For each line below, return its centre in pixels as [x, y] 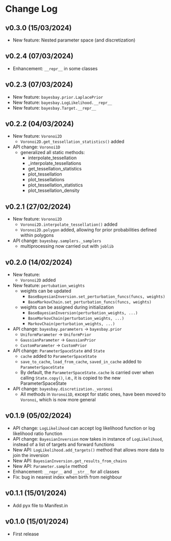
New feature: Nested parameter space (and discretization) [74, 40]
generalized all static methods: [53, 153]
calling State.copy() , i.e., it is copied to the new [70, 378]
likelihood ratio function [38, 434]
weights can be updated [46, 291]
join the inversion [31, 455]
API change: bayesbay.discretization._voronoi [63, 389]
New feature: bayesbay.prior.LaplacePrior [58, 97]
